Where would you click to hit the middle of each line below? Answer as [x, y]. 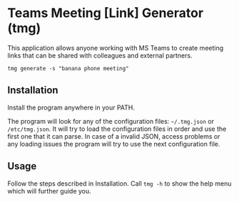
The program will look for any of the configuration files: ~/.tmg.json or [111, 121]
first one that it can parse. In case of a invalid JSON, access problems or [114, 136]
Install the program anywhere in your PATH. [71, 107]
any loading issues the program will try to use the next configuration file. [114, 144]
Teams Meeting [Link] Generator [106, 13]
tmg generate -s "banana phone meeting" [68, 68]
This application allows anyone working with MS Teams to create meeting [116, 48]
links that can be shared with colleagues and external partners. [100, 55]
